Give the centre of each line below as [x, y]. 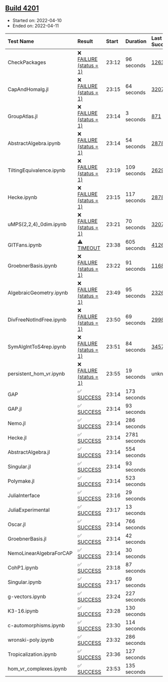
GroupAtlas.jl [23, 116]
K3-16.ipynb [23, 611]
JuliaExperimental [29, 510]
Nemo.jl [17, 423]
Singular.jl [19, 467]
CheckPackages [27, 62]
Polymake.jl [21, 481]
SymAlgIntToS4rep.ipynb [37, 347]
